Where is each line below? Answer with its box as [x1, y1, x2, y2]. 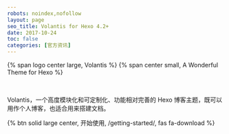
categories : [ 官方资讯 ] [7, 42, 71, 49]
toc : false [7, 36, 39, 43]
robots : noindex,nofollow [7, 10, 81, 17]
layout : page [7, 16, 45, 23]
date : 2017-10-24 [7, 29, 57, 36]
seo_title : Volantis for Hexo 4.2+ [7, 23, 109, 30]
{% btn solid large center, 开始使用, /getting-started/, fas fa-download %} [7, 119, 215, 127]
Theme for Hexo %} [7, 68, 63, 76]
